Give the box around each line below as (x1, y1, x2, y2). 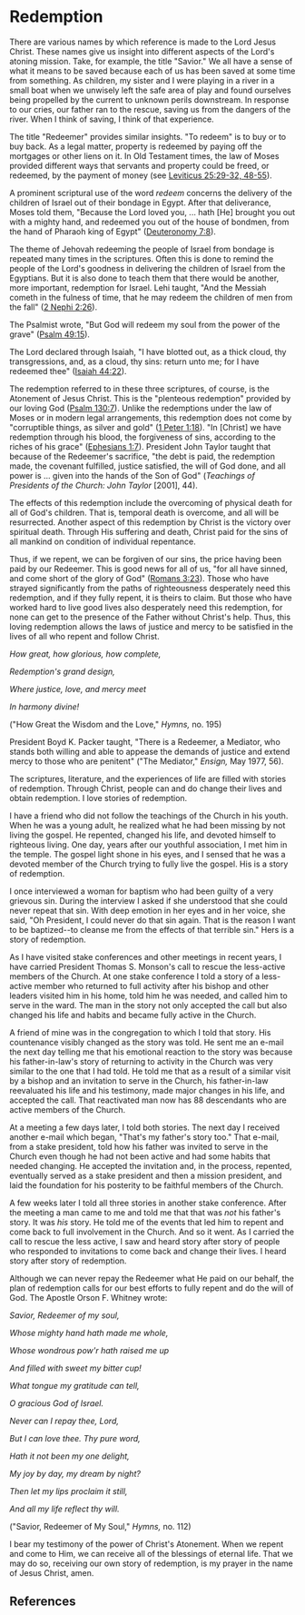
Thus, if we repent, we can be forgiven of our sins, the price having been (9, 553, 282, 564)
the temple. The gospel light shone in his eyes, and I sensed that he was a (9, 848, 286, 859)
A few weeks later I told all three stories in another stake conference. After (9, 1197, 288, 1208)
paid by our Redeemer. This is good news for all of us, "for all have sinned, (9, 563, 289, 574)
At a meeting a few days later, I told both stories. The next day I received (9, 1122, 280, 1133)
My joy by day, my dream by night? (9, 1468, 141, 1479)
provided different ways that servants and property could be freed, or (9, 160, 270, 171)
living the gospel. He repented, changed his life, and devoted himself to (9, 829, 277, 840)
